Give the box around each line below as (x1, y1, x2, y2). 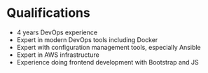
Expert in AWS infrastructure (16, 51, 99, 59)
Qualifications (6, 5, 90, 21)
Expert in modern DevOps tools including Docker (16, 35, 158, 44)
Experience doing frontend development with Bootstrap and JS (16, 58, 199, 66)
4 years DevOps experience (16, 28, 98, 36)
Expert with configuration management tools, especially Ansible (16, 43, 201, 51)
